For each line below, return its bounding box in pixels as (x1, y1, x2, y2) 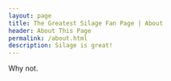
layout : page (8, 11, 52, 20)
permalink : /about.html (8, 34, 88, 43)
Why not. (8, 63, 39, 73)
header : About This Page (8, 26, 92, 34)
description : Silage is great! (8, 42, 113, 50)
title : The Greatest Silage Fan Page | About (8, 19, 163, 27)
